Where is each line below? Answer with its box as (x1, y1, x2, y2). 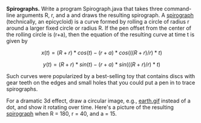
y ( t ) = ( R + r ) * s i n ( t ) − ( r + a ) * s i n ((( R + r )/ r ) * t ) (43, 61, 160, 68)
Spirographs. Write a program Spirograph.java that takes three (6, 5, 163, 12)
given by (6, 38, 28, 44)
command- (163, 5, 192, 12)
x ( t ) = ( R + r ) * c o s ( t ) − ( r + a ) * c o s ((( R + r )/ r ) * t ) (41, 49, 162, 56)
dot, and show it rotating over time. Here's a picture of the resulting (6, 104, 174, 111)
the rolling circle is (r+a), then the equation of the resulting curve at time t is (6, 31, 195, 38)
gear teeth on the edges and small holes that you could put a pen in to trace (6, 79, 196, 86)
